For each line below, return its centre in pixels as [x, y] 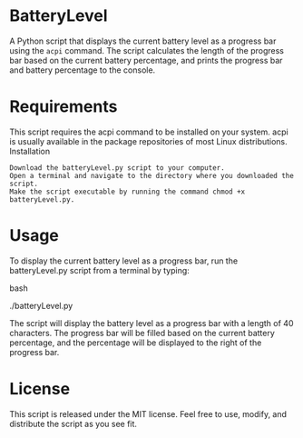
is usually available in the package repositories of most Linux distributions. [148, 141]
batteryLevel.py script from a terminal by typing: [100, 270]
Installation [30, 151]
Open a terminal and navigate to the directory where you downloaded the [152, 175]
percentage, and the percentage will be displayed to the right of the [136, 343]
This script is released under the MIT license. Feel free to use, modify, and [148, 413]
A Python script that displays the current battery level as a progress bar [143, 41]
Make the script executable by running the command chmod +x [127, 192]
